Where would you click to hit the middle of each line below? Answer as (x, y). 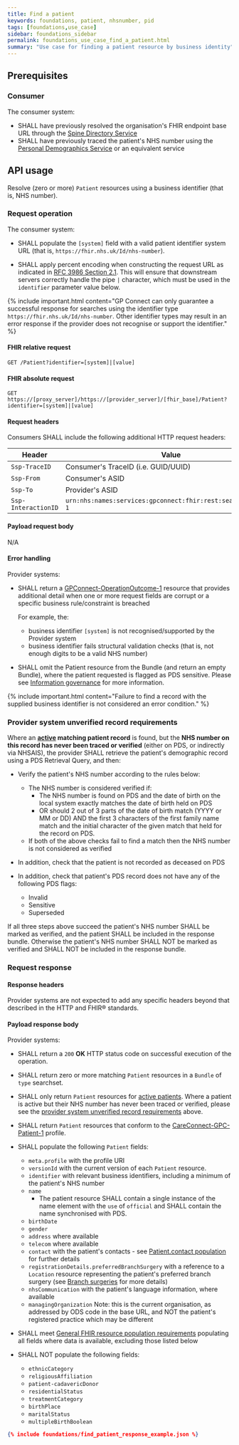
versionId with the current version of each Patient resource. (117, 1168)
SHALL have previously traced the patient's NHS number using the (115, 140)
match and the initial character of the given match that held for (131, 826)
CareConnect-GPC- (201, 1125)
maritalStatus (49, 1414)
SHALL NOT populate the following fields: (79, 1355)
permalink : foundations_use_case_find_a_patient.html (89, 41)
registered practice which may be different (91, 1320)
